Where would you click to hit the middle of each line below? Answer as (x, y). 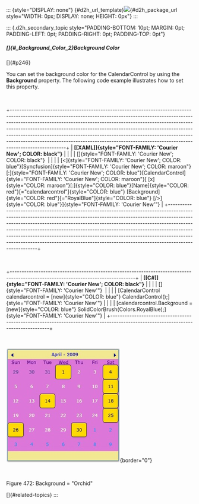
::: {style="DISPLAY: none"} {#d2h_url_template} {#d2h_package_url (92, 10)
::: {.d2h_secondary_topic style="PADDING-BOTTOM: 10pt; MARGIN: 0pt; (96, 28)
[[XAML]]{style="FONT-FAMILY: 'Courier (126, 147)
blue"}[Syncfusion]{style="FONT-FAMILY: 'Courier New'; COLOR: (86, 166)
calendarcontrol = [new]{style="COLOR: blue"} (64, 296)
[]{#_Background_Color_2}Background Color (63, 47)
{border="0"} (136, 460)
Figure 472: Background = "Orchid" (50, 483)
